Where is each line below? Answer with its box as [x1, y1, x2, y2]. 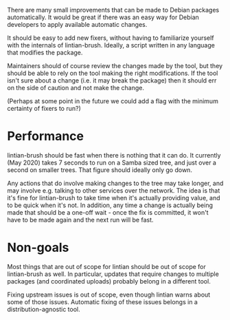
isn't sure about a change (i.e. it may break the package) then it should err [7, 76, 217, 85]
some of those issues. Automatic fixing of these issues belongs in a [7, 297, 198, 306]
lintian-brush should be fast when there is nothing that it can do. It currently [7, 151, 221, 159]
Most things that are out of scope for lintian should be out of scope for [7, 262, 206, 270]
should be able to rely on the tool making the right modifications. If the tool [7, 69, 218, 77]
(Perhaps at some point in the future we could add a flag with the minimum [7, 97, 218, 105]
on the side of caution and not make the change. [7, 84, 144, 92]
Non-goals [7, 240, 69, 255]
